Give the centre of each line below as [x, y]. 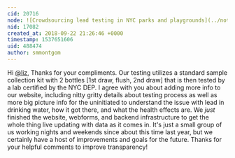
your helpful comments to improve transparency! [78, 147]
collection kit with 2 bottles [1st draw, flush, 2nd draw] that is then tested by [116, 80]
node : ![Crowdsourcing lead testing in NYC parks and [87, 20]
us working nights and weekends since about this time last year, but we [110, 132]
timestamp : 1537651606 [40, 40]
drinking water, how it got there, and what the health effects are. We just [111, 110]
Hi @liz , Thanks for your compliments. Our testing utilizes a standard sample [117, 72]
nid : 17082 [23, 27]
